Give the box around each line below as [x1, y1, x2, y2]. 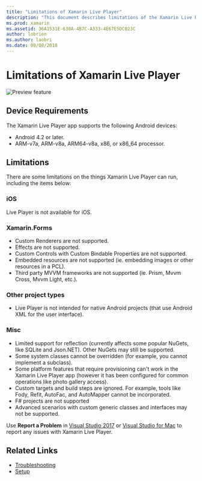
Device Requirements [6, 106, 89, 116]
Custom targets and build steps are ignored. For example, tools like [14, 384, 182, 392]
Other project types [6, 291, 65, 299]
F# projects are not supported [14, 397, 90, 404]
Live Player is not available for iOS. [6, 209, 92, 216]
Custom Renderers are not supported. [14, 237, 109, 245]
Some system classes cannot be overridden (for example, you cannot [14, 352, 188, 359]
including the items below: [6, 180, 72, 187]
